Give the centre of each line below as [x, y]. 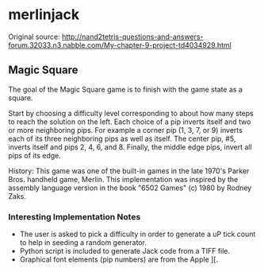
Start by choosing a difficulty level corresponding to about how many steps [131, 113]
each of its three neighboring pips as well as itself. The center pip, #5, [122, 138]
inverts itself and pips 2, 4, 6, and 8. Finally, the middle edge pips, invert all [130, 147]
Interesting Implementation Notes [75, 216]
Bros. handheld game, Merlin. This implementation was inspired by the [123, 179]
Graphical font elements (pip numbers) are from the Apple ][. [119, 259]
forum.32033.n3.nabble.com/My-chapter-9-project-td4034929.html [120, 45]
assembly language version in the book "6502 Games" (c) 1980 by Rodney [130, 188]
